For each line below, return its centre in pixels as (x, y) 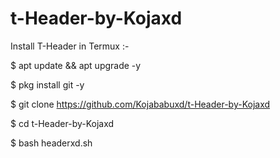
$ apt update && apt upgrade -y (76, 65)
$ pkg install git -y (47, 84)
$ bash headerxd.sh (51, 143)
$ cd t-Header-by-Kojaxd (62, 123)
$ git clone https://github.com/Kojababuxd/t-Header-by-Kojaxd (140, 104)
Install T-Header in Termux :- (70, 46)
